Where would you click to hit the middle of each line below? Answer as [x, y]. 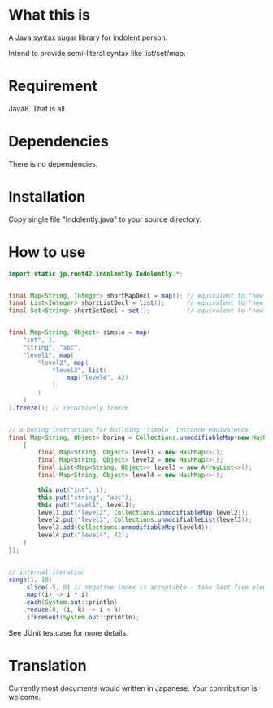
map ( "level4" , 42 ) [97, 378]
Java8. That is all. [38, 108]
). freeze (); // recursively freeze [69, 408]
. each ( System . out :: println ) [70, 602]
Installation [47, 197]
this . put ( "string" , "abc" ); [85, 497]
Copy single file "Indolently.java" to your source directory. [105, 219]
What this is [50, 15]
